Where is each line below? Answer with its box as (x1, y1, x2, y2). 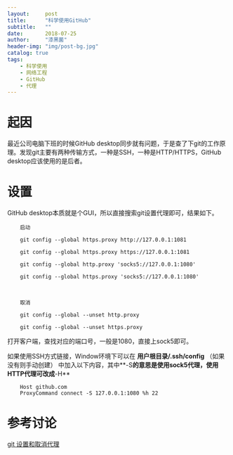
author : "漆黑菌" (7, 37, 67, 44)
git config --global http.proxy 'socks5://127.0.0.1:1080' (20, 261, 197, 268)
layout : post (7, 10, 58, 18)
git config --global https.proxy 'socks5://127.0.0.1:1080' (20, 274, 199, 281)
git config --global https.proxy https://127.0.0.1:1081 (20, 249, 190, 256)
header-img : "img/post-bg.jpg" (7, 43, 99, 50)
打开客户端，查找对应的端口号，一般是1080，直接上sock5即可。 (7, 337, 193, 345)
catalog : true (7, 50, 49, 57)
